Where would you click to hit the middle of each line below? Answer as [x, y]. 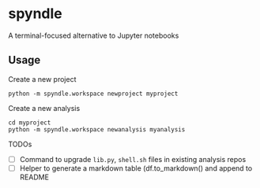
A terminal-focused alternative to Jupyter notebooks [94, 35]
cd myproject [30, 123]
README [34, 177]
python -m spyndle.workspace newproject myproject [93, 94]
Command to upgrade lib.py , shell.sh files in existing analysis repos [133, 159]
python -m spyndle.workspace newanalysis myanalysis [97, 129]
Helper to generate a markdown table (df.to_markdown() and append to [136, 168]
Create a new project [42, 79]
